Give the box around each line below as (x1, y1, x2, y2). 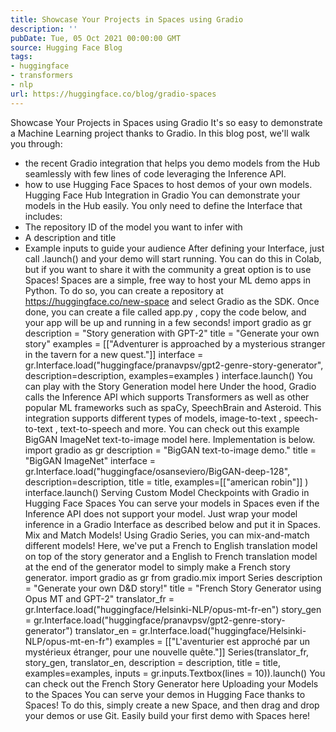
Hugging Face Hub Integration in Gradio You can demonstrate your (24, 189, 301, 201)
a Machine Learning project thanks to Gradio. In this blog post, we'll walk (10, 127, 310, 139)
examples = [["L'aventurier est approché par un (114, 635, 310, 647)
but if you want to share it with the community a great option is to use (24, 263, 312, 275)
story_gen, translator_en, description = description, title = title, (24, 656, 281, 668)
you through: (10, 137, 63, 150)
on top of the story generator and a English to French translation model (24, 550, 318, 562)
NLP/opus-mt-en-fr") (24, 635, 113, 647)
